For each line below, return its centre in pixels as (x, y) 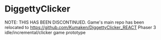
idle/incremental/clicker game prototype (45, 32)
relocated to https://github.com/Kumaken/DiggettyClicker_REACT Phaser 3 (80, 27)
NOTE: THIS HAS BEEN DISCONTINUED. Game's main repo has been (74, 22)
